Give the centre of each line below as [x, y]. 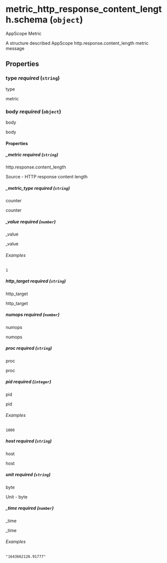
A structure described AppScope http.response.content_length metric [77, 43]
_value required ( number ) [31, 222]
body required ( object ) [34, 111]
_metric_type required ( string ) [38, 188]
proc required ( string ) [29, 348]
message [15, 48]
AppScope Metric [24, 33]
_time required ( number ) [30, 508]
